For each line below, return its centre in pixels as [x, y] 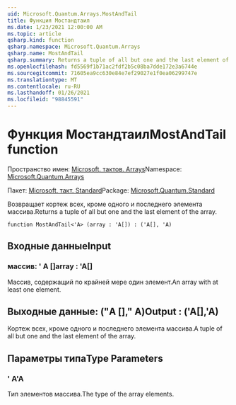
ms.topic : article [34, 34]
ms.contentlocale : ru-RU [44, 86]
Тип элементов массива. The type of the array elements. [91, 394]
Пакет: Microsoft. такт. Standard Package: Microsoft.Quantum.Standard [111, 190]
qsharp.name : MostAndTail [45, 54]
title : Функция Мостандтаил [49, 21]
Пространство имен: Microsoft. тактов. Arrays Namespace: [95, 169]
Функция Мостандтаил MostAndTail [117, 135]
